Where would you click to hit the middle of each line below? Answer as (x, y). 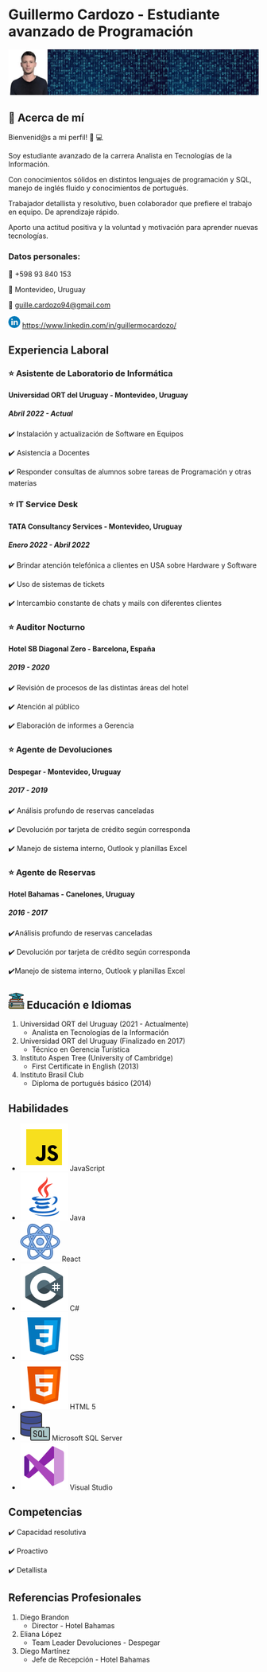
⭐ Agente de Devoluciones (60, 750)
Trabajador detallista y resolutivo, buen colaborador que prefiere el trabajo (130, 204)
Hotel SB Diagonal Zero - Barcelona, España (82, 649)
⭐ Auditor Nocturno (47, 627)
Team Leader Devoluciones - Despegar (96, 1643)
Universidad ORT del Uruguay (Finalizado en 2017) (103, 1041)
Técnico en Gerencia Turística (80, 1049)
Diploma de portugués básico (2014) (91, 1084)
